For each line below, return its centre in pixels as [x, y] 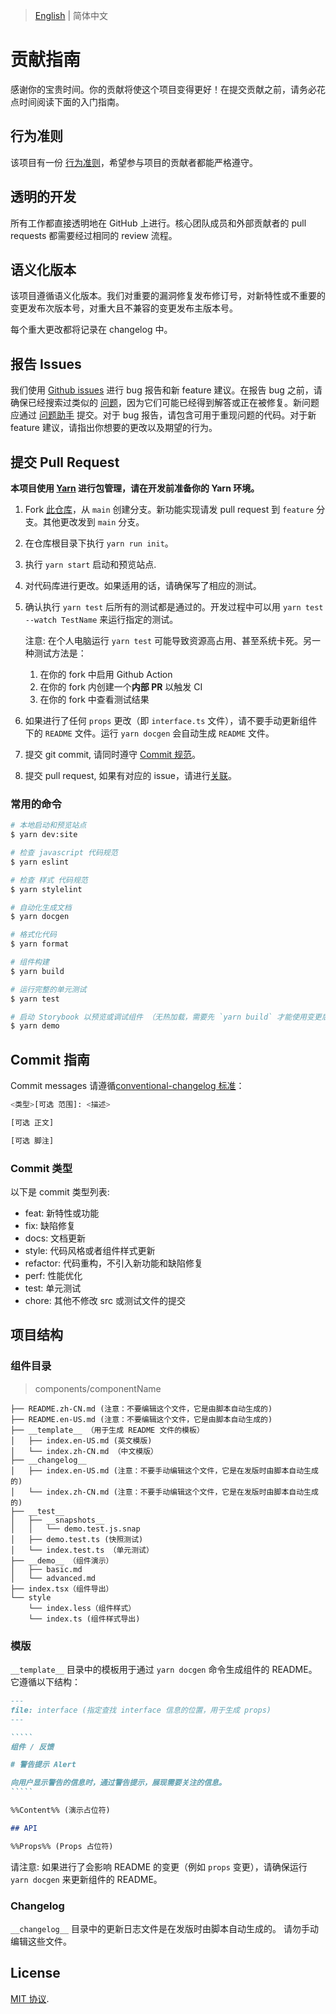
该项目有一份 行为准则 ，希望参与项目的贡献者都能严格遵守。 [134, 162]
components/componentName [98, 1388]
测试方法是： [60, 653]
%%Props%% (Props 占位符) [62, 1846]
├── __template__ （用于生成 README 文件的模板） [107, 1430]
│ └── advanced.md [53, 1578]
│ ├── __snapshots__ [57, 1520]
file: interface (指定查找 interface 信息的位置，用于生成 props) [141, 1710]
